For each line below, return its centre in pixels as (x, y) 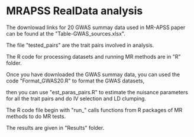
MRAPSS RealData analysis (75, 11)
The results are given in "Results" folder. (55, 128)
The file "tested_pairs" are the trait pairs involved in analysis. (80, 45)
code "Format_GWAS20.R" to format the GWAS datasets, (75, 81)
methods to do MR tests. (36, 116)
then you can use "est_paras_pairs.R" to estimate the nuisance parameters (97, 92)
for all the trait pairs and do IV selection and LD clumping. (76, 98)
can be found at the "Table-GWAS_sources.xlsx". (66, 33)
